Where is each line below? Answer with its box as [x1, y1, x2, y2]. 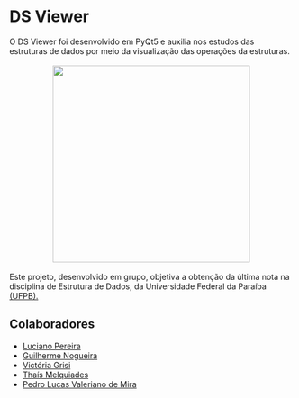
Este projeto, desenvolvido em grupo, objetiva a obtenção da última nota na [9, 271, 290, 282]
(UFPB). [9, 290, 39, 301]
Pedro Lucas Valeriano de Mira [22, 378, 137, 389]
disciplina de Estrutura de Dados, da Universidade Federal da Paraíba [9, 281, 267, 292]
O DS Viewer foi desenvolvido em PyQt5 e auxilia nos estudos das [9, 36, 255, 47]
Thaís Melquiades [22, 369, 89, 380]
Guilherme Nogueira [22, 349, 98, 361]
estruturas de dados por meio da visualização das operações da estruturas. [9, 45, 290, 56]
